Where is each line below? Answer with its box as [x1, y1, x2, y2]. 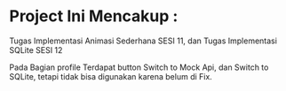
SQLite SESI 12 [9, 44, 63, 55]
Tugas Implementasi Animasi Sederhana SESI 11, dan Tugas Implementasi [9, 35, 278, 46]
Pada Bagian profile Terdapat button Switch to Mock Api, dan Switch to [9, 62, 269, 72]
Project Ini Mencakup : [9, 6, 179, 27]
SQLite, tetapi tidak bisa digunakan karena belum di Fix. [9, 71, 213, 81]
